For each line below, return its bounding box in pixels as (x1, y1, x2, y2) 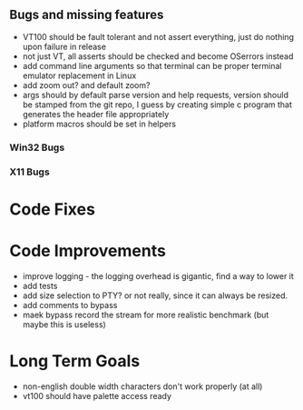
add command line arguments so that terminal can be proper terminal (22, 60, 282, 71)
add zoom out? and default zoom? (22, 79, 151, 90)
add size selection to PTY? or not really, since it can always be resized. (22, 290, 288, 301)
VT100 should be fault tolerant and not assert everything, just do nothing (22, 31, 295, 42)
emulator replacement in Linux (22, 70, 137, 81)
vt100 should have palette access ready (22, 390, 172, 401)
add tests (22, 280, 58, 291)
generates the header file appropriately (22, 108, 170, 119)
